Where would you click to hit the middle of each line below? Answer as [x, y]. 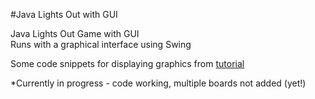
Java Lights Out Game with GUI [75, 33]
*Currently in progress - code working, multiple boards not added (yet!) [158, 83]
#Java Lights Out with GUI [64, 14]
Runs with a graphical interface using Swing [101, 44]
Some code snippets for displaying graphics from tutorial [127, 63]
